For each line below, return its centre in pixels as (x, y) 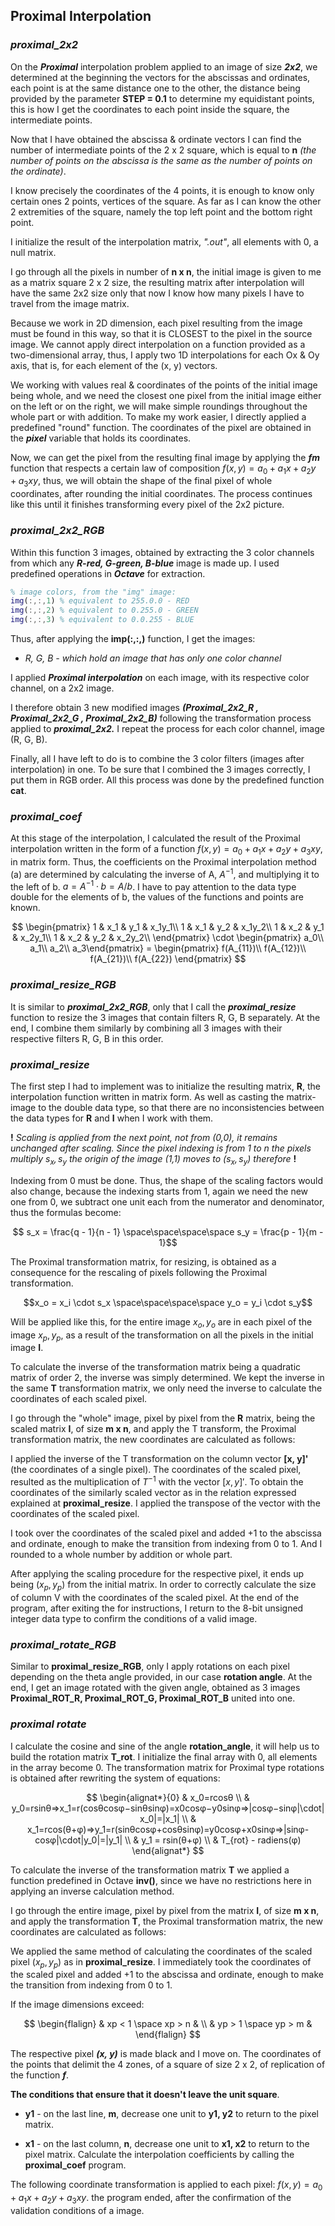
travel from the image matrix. (70, 303)
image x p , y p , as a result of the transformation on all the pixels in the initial (162, 1336)
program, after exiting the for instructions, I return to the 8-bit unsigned (157, 1608)
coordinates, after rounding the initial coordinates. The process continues (161, 494)
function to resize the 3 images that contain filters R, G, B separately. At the (165, 1017)
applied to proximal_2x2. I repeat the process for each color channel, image (167, 729)
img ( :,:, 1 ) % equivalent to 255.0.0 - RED (100, 601)
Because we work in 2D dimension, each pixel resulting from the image (156, 323)
